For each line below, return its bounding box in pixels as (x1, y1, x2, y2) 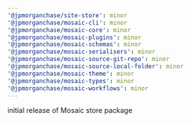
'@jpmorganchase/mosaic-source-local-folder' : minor (7, 63, 184, 71)
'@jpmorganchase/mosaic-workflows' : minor (7, 84, 149, 92)
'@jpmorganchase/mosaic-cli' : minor (7, 19, 127, 27)
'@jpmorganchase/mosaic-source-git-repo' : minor (7, 56, 170, 63)
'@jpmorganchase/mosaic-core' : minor (7, 26, 131, 34)
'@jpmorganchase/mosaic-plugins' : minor (7, 33, 142, 42)
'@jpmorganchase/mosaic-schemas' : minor (7, 41, 142, 49)
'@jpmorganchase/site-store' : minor (7, 11, 127, 20)
